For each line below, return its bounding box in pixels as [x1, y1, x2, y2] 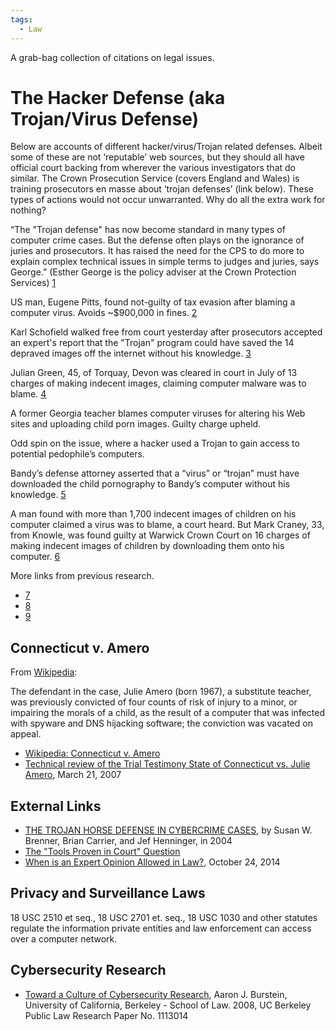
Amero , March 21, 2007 [24, 769, 122, 781]
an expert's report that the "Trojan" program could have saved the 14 [10, 337, 295, 349]
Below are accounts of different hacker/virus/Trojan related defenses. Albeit [10, 141, 323, 153]
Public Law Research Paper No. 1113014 [24, 1009, 189, 1021]
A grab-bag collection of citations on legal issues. [10, 51, 215, 63]
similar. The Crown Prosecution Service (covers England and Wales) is [10, 172, 300, 185]
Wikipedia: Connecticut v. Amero [24, 747, 161, 760]
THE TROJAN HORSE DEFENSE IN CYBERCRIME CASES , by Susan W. [24, 824, 313, 836]
